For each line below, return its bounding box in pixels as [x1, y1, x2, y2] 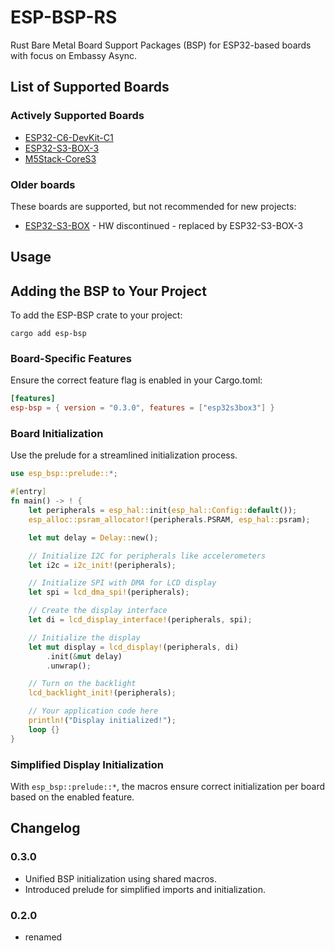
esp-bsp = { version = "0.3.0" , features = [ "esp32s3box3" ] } [10, 403, 275, 413]
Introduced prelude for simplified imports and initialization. [24, 883, 266, 895]
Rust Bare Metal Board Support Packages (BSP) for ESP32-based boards [10, 39, 312, 51]
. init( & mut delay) [46, 651, 123, 661]
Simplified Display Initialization [10, 757, 164, 771]
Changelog [10, 820, 81, 837]
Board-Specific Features [10, 352, 133, 366]
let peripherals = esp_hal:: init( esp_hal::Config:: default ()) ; [28, 506, 298, 516]
